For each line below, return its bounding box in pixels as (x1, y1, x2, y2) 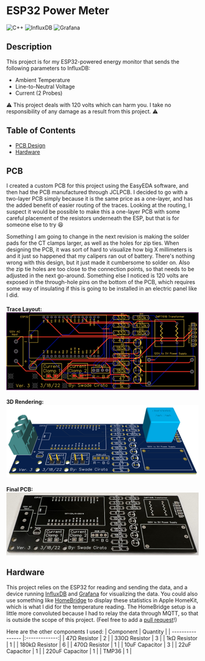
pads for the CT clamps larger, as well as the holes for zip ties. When (6, 239, 179, 247)
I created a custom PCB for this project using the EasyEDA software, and (6, 182, 189, 190)
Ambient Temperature (15, 76, 70, 83)
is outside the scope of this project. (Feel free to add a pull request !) (6, 616, 178, 623)
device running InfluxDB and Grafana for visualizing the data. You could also (6, 590, 198, 597)
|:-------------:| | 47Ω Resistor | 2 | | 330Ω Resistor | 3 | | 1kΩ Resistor (22, 634, 198, 641)
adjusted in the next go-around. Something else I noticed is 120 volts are (6, 272, 189, 279)
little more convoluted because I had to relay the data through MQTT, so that (6, 610, 198, 617)
